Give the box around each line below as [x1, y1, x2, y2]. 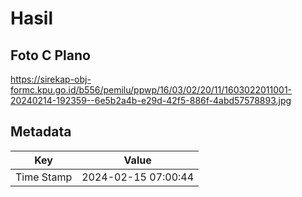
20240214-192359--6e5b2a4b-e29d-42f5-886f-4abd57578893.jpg [10, 95, 292, 106]
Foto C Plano [10, 47, 91, 64]
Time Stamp [15, 170, 73, 184]
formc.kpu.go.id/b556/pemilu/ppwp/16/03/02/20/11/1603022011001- [10, 84, 293, 96]
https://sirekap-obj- [10, 73, 92, 85]
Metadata [10, 123, 72, 141]
